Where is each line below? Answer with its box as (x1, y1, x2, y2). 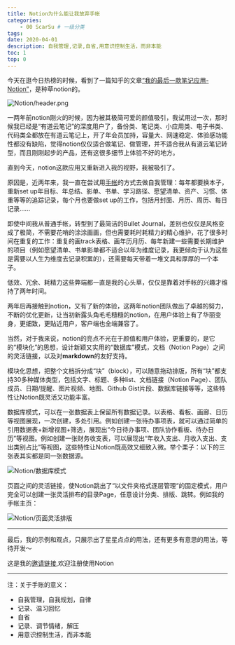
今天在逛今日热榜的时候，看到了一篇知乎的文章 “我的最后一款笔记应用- (7, 76, 209, 84)
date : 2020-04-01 (7, 36, 58, 43)
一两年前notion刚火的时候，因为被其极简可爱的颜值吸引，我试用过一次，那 (7, 113, 222, 121)
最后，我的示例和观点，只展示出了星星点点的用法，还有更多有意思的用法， (7, 535, 222, 543)
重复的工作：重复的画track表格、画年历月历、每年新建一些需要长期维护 (19, 236, 225, 245)
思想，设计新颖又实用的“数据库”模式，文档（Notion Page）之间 (43, 343, 225, 351)
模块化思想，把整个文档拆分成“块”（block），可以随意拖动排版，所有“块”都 (7, 366, 221, 375)
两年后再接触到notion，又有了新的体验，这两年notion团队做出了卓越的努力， (7, 301, 227, 310)
